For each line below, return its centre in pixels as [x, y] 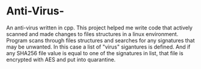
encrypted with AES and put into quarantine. [61, 59]
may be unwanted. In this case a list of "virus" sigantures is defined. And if [98, 47]
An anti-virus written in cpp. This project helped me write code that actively [100, 28]
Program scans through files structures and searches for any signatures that [100, 40]
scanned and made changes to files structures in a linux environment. [92, 34]
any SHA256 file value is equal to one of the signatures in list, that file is [95, 53]
